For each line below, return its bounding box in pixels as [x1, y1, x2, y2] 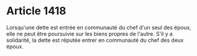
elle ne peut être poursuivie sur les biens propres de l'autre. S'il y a [6, 30, 173, 37]
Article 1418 [6, 4, 66, 18]
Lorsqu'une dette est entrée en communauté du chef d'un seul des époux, [6, 24, 192, 31]
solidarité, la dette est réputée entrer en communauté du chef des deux [6, 36, 184, 43]
